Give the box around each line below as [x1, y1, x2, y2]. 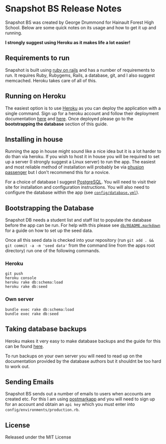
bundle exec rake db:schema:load [5, 307, 74, 312]
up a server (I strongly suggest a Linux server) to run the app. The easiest [5, 159, 156, 165]
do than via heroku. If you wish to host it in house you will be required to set [5, 154, 160, 160]
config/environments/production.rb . [5, 407, 80, 413]
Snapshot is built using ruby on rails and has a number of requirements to [5, 67, 155, 73]
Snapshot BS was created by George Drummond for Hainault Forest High [5, 19, 154, 25]
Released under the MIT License [5, 434, 71, 440]
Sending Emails [5, 378, 54, 386]
